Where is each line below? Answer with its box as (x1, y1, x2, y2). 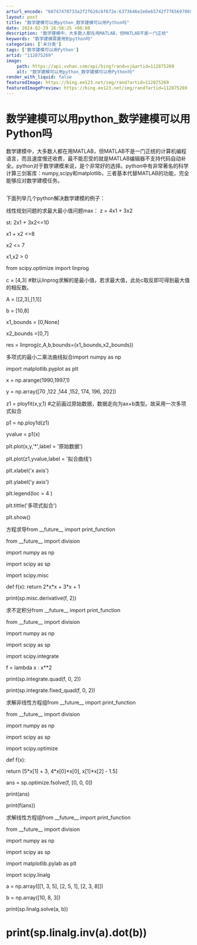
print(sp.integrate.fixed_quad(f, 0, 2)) (6, 686, 96, 694)
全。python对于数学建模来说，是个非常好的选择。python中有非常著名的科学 (6, 162, 189, 169)
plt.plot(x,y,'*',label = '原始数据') (6, 442, 83, 450)
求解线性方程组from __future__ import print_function (6, 814, 131, 821)
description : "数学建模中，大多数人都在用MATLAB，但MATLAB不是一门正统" (6, 31, 169, 36)
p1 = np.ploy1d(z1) (6, 419, 50, 426)
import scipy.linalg (6, 871, 50, 878)
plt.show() (6, 513, 31, 520)
